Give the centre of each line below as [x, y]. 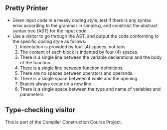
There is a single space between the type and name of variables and [90, 89]
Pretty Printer [27, 8]
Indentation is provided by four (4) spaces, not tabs [73, 46]
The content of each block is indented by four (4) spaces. [79, 52]
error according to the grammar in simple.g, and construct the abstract [85, 25]
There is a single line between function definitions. [72, 68]
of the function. [36, 62]
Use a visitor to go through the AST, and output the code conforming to [85, 36]
